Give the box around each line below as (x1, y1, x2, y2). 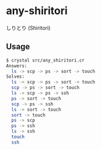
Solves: (6, 74, 25, 80)
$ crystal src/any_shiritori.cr (6, 57, 85, 63)
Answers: (6, 63, 27, 69)
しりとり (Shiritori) (6, 24, 51, 31)
